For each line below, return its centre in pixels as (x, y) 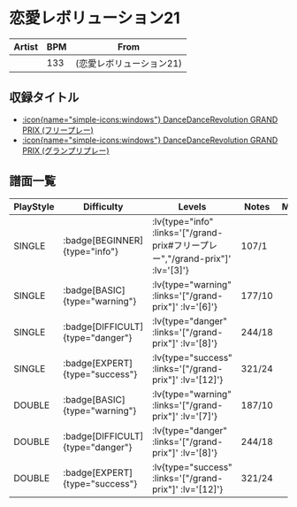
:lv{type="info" (183, 221)
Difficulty (103, 206)
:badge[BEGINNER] (103, 240)
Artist (26, 47)
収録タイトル (44, 98)
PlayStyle (34, 206)
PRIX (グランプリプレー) (65, 150)
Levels (192, 206)
